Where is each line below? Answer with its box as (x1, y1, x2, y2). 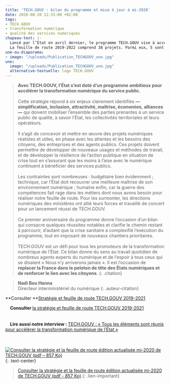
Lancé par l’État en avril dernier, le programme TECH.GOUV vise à (10, 40, 155, 45)
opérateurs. (17, 120, 42, 126)
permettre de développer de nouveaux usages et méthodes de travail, (17, 147, 163, 153)
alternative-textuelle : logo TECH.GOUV (10, 69, 94, 74)
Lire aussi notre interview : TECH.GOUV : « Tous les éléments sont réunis (10, 321, 164, 327)
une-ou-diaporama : (5, 50, 44, 55)
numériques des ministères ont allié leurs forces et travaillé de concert (17, 201, 164, 206)
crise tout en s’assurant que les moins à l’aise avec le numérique (17, 158, 152, 163)
